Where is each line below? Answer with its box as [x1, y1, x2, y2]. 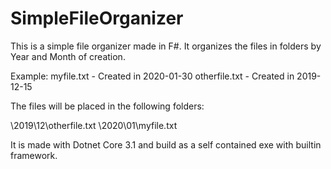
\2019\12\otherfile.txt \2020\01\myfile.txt [10, 119, 178, 131]
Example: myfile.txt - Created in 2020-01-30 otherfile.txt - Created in [10, 70, 295, 82]
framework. [10, 149, 58, 161]
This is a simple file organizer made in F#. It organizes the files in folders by [10, 40, 322, 52]
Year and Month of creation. [10, 50, 126, 62]
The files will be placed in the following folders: [10, 100, 205, 112]
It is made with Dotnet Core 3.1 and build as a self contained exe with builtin [10, 138, 322, 151]
